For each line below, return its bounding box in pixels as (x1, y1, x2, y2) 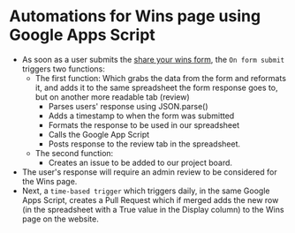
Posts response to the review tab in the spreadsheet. (48, 139, 241, 149)
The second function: (34, 147, 114, 158)
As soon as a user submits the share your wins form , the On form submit (21, 54, 285, 64)
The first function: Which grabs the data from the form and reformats (34, 72, 287, 83)
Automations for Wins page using (9, 6, 261, 26)
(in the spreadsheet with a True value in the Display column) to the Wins (21, 204, 284, 214)
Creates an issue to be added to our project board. (48, 157, 232, 168)
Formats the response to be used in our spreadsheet (48, 119, 240, 130)
